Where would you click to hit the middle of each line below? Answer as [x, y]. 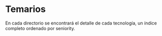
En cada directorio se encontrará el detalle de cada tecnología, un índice [81, 23]
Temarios [25, 9]
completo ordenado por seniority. [40, 28]
